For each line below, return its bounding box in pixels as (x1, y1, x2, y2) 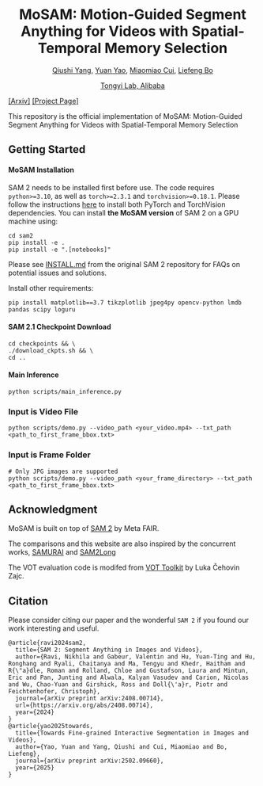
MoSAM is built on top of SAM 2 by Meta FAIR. (8, 524, 160, 533)
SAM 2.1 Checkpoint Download (8, 322, 112, 332)
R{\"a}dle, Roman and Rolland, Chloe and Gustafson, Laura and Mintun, (8, 667, 249, 675)
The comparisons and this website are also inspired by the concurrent (8, 539, 236, 548)
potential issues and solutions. (8, 268, 107, 277)
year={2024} (15, 708, 55, 716)
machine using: (8, 216, 58, 226)
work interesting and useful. (8, 624, 100, 633)
